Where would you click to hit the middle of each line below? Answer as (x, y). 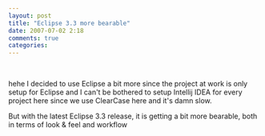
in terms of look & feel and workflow (68, 125)
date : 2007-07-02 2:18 (46, 30)
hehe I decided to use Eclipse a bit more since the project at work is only (128, 84)
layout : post (30, 16)
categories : (28, 46)
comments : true (34, 38)
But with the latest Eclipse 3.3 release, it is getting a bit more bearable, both (133, 116)
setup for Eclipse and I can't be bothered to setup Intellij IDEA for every (125, 92)
